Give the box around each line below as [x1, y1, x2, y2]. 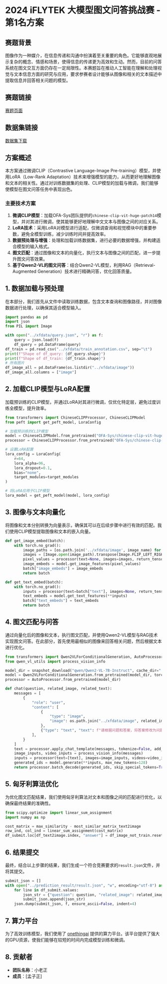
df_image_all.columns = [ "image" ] [5, 370, 77, 375]
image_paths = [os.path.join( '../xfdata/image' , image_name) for [23, 547, 162, 552]
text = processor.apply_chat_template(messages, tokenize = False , [14, 746, 153, 752]
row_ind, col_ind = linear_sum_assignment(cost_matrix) [5, 828, 123, 834]
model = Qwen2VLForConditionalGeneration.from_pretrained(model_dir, [5, 672, 153, 677]
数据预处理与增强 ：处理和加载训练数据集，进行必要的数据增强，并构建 [12, 237, 157, 243]
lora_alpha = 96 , [14, 461, 46, 466]
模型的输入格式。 [16, 243, 52, 249]
